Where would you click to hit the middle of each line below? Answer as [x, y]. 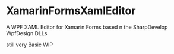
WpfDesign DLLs [27, 33]
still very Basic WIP [30, 45]
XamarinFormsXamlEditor [71, 11]
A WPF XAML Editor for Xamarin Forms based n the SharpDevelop [87, 27]
